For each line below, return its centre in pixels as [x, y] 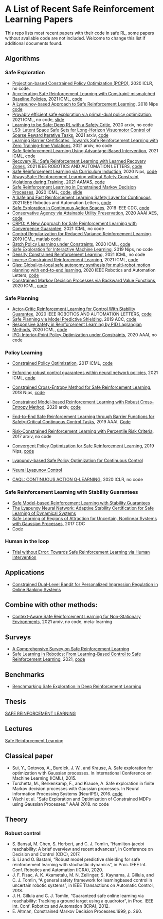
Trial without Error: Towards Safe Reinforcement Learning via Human [81, 552]
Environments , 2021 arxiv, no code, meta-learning [62, 622]
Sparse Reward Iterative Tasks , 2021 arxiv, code [60, 135]
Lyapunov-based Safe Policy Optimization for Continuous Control [77, 460]
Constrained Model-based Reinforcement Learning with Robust [76, 402]
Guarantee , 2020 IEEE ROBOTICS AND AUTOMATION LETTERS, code [82, 314]
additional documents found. [34, 43]
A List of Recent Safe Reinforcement [80, 9]
